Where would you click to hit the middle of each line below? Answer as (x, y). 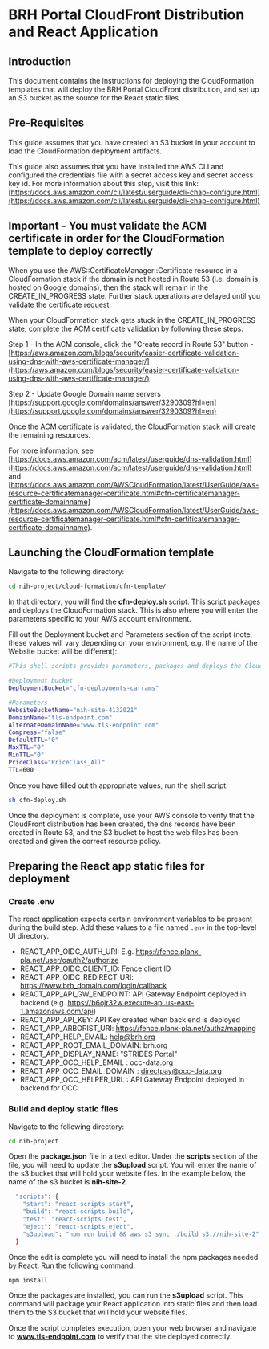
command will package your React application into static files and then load (133, 1304)
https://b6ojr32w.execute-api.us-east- (131, 1003)
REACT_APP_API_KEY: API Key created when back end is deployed (130, 1020)
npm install (28, 1280)
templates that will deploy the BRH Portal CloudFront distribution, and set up (134, 89)
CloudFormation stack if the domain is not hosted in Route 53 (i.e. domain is (133, 279)
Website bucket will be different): (63, 651)
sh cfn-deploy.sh (37, 800)
